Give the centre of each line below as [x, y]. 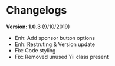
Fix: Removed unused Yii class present [62, 57]
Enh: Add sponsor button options [55, 38]
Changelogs [37, 10]
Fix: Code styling [35, 50]
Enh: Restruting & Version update [55, 44]
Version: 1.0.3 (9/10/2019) [38, 27]
